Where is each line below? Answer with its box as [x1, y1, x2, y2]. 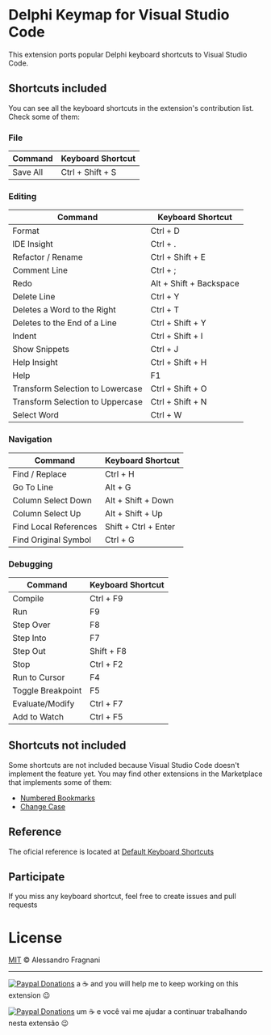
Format [12, 225, 40, 236]
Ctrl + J [150, 344, 179, 355]
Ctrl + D [150, 225, 180, 236]
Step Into [12, 632, 47, 643]
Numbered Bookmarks [19, 793, 95, 803]
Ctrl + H [104, 468, 135, 479]
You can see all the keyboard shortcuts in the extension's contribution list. [8, 103, 254, 112]
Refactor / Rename [12, 252, 83, 263]
